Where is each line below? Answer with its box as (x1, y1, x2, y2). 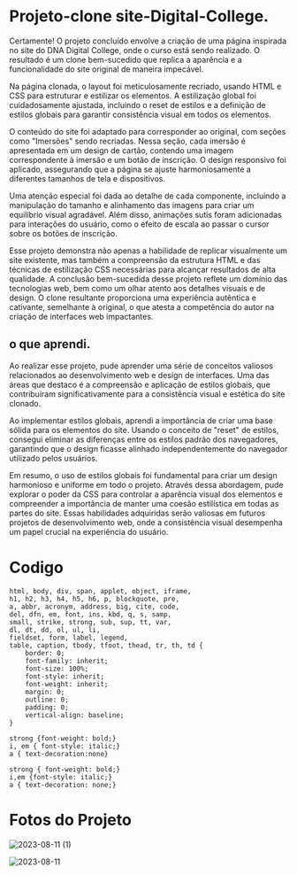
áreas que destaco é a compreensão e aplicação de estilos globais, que (9, 379, 271, 390)
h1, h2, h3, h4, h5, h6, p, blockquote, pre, (9, 594, 179, 603)
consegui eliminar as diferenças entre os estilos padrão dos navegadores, (9, 434, 278, 445)
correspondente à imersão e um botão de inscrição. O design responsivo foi (9, 154, 287, 165)
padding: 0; (25, 702, 69, 712)
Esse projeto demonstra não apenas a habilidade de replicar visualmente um (9, 245, 288, 256)
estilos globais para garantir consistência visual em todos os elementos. (9, 109, 271, 120)
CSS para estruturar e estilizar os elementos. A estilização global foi (9, 90, 256, 101)
